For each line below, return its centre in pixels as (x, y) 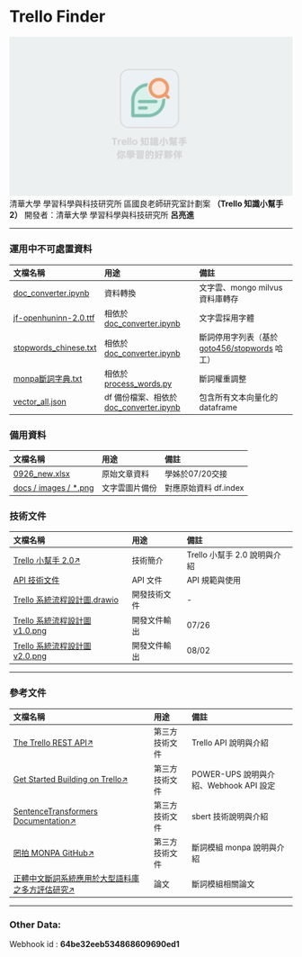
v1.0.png (30, 631)
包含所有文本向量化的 (239, 397)
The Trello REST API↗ (53, 742)
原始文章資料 (126, 474)
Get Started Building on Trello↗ (71, 780)
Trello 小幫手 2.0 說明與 (230, 555)
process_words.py (138, 384)
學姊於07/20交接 (196, 474)
